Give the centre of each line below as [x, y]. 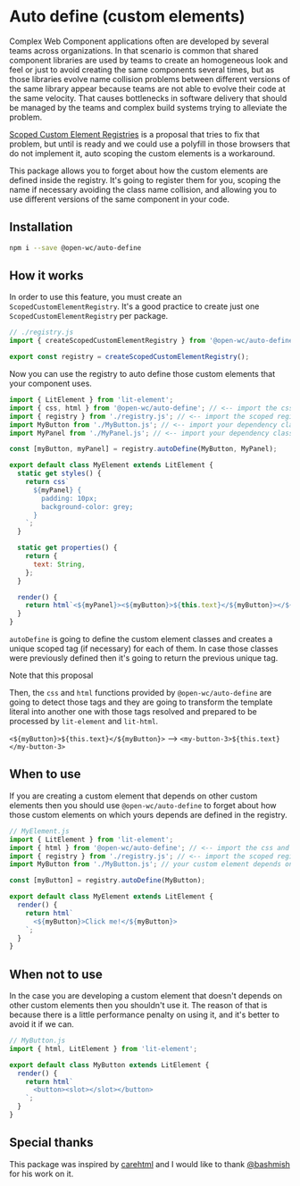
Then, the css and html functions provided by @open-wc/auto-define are [141, 693]
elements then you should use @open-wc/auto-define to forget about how [143, 805]
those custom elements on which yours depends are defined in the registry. [148, 814]
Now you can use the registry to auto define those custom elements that [142, 374]
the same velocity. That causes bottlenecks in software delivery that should [148, 98]
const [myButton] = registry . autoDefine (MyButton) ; [107, 881]
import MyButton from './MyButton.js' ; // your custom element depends [145, 864]
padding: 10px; [70, 498]
